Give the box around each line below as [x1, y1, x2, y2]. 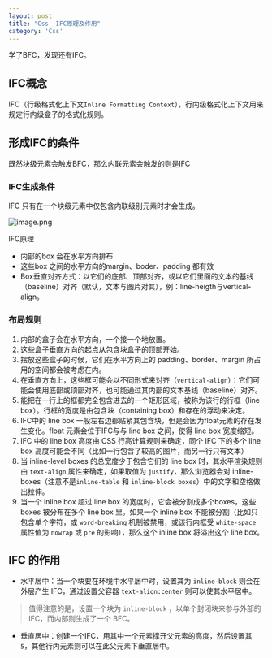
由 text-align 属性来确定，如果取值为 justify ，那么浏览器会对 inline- [19, 466, 254, 476]
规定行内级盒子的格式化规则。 [8, 110, 108, 119]
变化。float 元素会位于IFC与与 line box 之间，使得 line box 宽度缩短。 [27, 426, 259, 435]
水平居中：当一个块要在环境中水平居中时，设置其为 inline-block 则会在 [19, 576, 261, 586]
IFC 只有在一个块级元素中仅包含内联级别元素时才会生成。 [8, 201, 201, 211]
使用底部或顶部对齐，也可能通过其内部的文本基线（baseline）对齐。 [34, 385, 262, 395]
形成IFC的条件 [8, 136, 80, 149]
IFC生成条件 [8, 180, 55, 192]
